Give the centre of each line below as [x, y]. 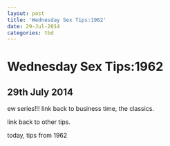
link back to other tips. [39, 122]
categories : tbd [30, 33]
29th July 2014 [40, 92]
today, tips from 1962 [37, 136]
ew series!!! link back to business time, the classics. [81, 109]
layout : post [26, 13]
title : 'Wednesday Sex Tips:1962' [57, 20]
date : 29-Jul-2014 [34, 26]
